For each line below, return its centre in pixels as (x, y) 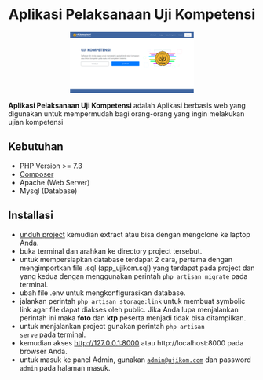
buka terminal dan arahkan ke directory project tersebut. (111, 251)
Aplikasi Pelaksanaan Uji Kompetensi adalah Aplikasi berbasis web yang (127, 105)
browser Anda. (44, 351)
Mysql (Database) (48, 191)
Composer (37, 174)
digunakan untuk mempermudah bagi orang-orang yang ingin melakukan (126, 113)
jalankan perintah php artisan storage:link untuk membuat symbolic (132, 301)
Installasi (31, 216)
